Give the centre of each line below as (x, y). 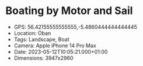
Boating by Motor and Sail (69, 11)
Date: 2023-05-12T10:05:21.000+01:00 (61, 51)
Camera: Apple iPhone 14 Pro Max (55, 46)
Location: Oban (32, 33)
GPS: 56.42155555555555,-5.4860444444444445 (76, 27)
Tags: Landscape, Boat (41, 39)
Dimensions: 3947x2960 (43, 58)
